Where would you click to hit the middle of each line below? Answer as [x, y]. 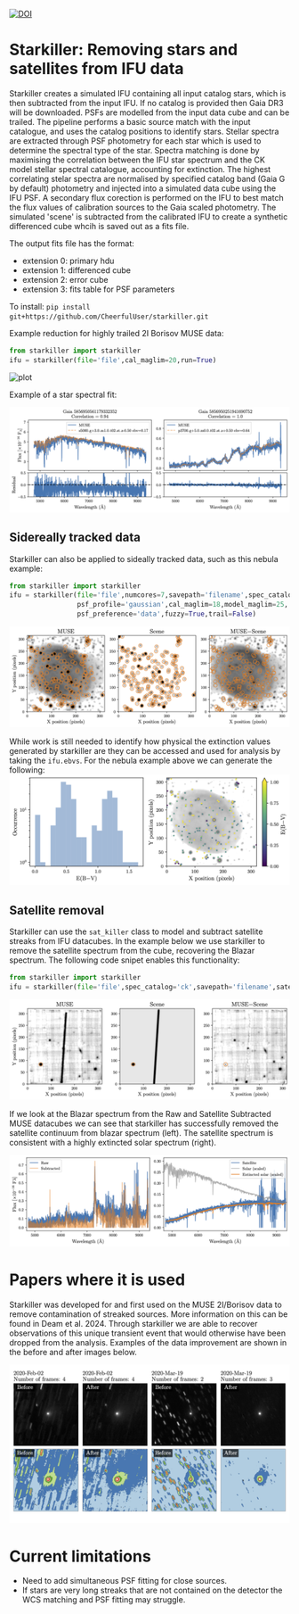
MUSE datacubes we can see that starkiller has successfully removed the [144, 1123]
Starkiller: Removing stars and [124, 50]
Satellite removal [57, 910]
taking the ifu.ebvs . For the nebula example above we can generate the [141, 761]
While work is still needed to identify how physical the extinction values [140, 741]
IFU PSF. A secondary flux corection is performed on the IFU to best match [146, 197]
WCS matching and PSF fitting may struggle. [104, 1600]
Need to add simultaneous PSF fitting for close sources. [125, 1581]
